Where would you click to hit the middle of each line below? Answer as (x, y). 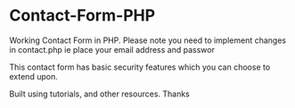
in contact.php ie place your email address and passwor (112, 49)
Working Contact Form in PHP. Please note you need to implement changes (148, 40)
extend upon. (33, 76)
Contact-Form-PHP (82, 16)
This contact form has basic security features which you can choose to (140, 67)
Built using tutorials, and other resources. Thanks (99, 94)
